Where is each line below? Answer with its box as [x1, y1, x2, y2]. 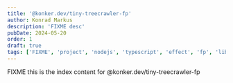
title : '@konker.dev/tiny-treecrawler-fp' [7, 10, 132, 17]
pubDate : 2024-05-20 [7, 29, 67, 37]
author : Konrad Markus [7, 17, 73, 24]
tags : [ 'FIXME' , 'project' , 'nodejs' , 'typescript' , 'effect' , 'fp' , [7, 49, 213, 56]
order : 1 [7, 36, 33, 43]
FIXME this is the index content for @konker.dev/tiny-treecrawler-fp [7, 67, 200, 76]
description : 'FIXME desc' [7, 23, 85, 30]
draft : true [7, 42, 42, 49]
